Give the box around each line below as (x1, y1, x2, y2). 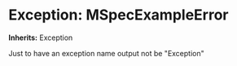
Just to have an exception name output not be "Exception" (8, 48, 205, 58)
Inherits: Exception (8, 33, 73, 42)
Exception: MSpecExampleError (8, 6, 229, 24)
